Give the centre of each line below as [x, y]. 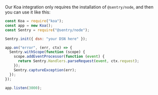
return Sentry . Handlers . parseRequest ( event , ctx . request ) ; [78, 61]
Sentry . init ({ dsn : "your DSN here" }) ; [46, 39]
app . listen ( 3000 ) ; [23, 88]
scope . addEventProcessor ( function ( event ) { [59, 57]
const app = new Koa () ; [29, 25]
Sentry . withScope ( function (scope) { [47, 52]
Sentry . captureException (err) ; [45, 70]
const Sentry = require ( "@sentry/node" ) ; [47, 30]
